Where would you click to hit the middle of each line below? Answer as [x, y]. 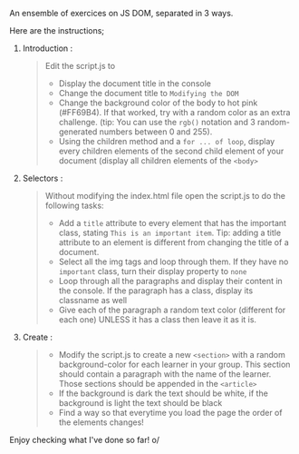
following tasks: [74, 205]
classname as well [93, 300]
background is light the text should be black [140, 403]
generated [78, 132]
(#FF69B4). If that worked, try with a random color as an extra [174, 112]
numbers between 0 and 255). [156, 132]
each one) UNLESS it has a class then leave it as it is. [157, 320]
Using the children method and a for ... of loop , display [167, 141]
